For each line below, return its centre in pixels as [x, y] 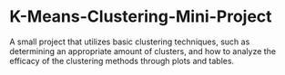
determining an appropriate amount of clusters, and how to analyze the [142, 51]
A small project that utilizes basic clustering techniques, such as [130, 42]
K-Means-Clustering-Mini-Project [141, 17]
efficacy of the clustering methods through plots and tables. [122, 61]
